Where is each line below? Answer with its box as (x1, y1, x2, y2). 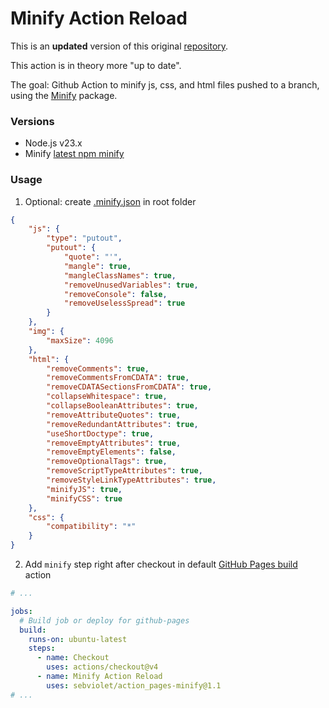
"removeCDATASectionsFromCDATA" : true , (46, 382, 213, 392)
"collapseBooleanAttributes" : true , (46, 401, 199, 411)
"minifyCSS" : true (46, 493, 123, 504)
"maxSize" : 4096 (46, 335, 114, 346)
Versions (10, 114, 55, 128)
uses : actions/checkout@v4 (46, 662, 159, 672)
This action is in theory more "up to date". (10, 59, 182, 71)
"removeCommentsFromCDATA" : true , (46, 373, 190, 383)
